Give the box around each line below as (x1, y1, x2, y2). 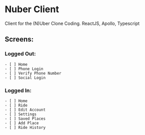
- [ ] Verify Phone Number (5, 71, 62, 76)
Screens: (5, 35, 34, 44)
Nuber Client (5, 4, 59, 15)
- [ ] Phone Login (5, 66, 43, 72)
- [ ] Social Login (5, 75, 46, 80)
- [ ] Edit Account (5, 107, 46, 112)
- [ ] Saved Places (5, 116, 46, 121)
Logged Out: (5, 50, 36, 57)
